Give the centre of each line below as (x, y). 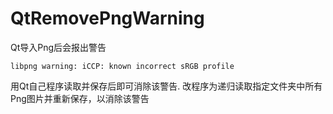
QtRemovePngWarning (107, 18)
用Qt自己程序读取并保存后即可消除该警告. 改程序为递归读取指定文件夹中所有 (166, 86)
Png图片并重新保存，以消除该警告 (80, 98)
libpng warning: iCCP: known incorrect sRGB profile (122, 66)
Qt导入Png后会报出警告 (58, 47)
